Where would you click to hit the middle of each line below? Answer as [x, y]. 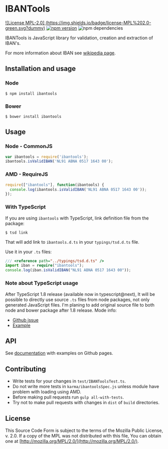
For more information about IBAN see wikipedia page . [61, 53]
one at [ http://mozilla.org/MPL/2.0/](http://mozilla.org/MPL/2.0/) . [72, 441]
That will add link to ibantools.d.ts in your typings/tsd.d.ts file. [72, 242]
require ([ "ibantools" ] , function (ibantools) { [55, 185]
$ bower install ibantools [33, 116]
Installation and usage [41, 69]
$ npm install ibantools [31, 94]
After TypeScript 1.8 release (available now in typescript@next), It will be [80, 294]
